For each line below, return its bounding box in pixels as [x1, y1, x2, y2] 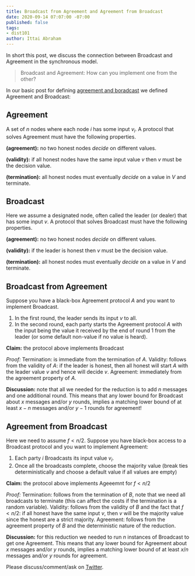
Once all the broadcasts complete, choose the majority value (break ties [14, 462, 188, 469]
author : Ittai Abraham [6, 36, 61, 42]
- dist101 [6, 30, 30, 36]
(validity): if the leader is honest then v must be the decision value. [6, 247, 168, 254]
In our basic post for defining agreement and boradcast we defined [6, 87, 168, 94]
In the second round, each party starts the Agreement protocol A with [14, 321, 182, 328]
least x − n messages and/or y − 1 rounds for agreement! [6, 405, 142, 412]
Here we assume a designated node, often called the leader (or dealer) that [6, 212, 187, 219]
